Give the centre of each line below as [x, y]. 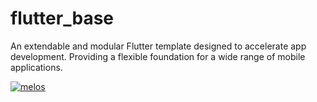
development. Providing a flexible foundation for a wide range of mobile [158, 56]
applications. [36, 67]
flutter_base [62, 18]
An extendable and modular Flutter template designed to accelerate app [158, 46]
